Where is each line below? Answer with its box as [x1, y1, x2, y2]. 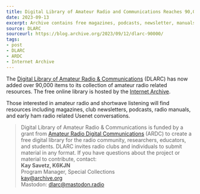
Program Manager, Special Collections [20, 168, 115, 175]
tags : [6, 36, 20, 42]
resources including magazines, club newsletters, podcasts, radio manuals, [6, 106, 191, 113]
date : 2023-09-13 [6, 14, 49, 20]
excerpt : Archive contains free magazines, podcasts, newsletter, [6, 20, 174, 26]
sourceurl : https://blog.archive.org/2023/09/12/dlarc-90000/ [6, 31, 164, 37]
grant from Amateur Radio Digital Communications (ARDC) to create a [20, 130, 192, 137]
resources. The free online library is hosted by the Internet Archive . [6, 88, 171, 95]
